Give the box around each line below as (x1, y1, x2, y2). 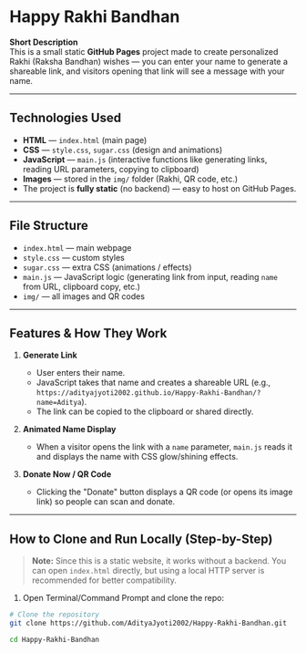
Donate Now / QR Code (22, 469, 112, 480)
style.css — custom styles (22, 252, 125, 263)
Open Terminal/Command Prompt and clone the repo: (22, 593, 225, 604)
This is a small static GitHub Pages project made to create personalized (9, 46, 279, 57)
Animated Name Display (22, 424, 117, 435)
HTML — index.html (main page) (22, 134, 148, 145)
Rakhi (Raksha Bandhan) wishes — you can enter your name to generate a (9, 56, 289, 67)
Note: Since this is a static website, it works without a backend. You (31, 555, 287, 566)
